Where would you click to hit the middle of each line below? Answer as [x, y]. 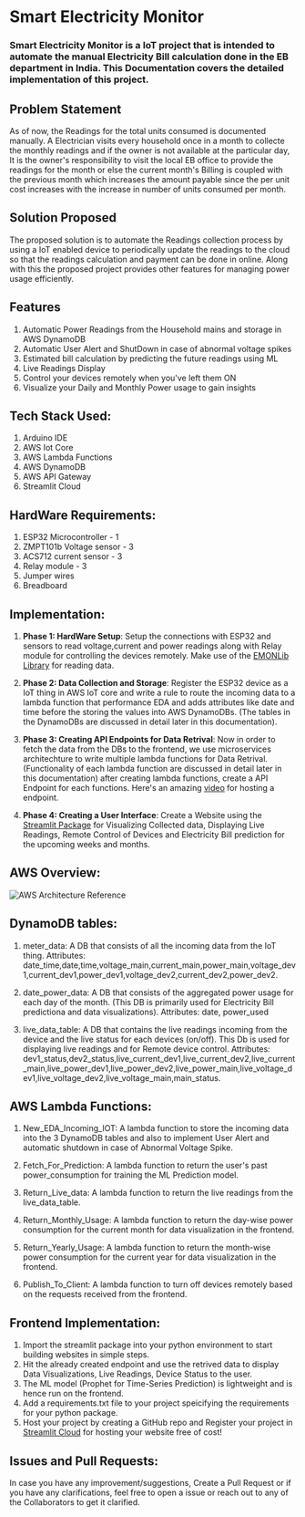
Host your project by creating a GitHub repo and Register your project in [158, 1423]
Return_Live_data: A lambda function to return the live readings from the [158, 1193]
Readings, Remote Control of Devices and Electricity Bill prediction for [153, 834]
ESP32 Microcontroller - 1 [71, 537]
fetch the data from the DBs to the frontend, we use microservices [147, 749]
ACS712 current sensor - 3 [72, 556]
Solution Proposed [63, 218]
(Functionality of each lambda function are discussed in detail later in [152, 768]
